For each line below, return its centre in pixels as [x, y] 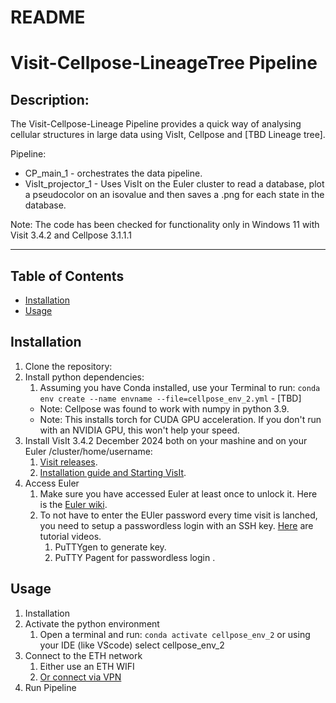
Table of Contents [67, 276]
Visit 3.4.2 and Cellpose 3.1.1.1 [71, 235]
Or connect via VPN [80, 677]
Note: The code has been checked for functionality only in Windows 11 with [165, 225]
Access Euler [52, 483]
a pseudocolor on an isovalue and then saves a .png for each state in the [174, 195]
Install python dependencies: [84, 377]
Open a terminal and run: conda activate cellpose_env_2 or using [175, 634]
